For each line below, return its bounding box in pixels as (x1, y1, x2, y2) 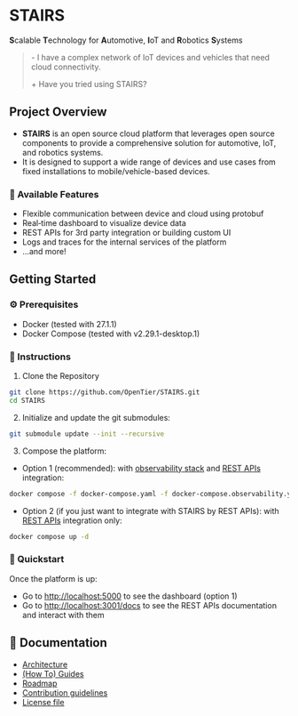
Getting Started (9, 272, 97, 287)
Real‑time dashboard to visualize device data (21, 218, 186, 229)
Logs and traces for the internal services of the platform (21, 237, 227, 247)
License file (21, 696, 65, 707)
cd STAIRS (9, 396, 46, 405)
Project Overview (9, 104, 107, 120)
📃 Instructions (9, 350, 71, 363)
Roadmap (21, 678, 58, 688)
